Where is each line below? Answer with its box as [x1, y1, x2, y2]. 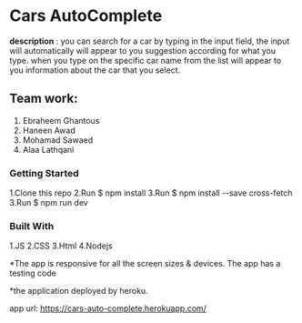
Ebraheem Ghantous [22, 115, 100, 126]
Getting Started [9, 167, 79, 179]
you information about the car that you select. [9, 65, 181, 76]
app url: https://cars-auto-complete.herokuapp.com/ [9, 303, 207, 314]
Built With [9, 219, 55, 232]
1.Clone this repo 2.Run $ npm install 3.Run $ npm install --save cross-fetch [9, 187, 293, 198]
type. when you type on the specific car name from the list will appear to [9, 55, 282, 66]
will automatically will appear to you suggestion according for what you [9, 45, 276, 56]
